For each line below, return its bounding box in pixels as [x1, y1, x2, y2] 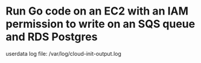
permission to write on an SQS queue [5, 17, 196, 31]
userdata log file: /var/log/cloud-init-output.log [5, 50, 122, 57]
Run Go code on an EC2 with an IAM [5, 4, 188, 18]
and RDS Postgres [5, 30, 98, 44]
